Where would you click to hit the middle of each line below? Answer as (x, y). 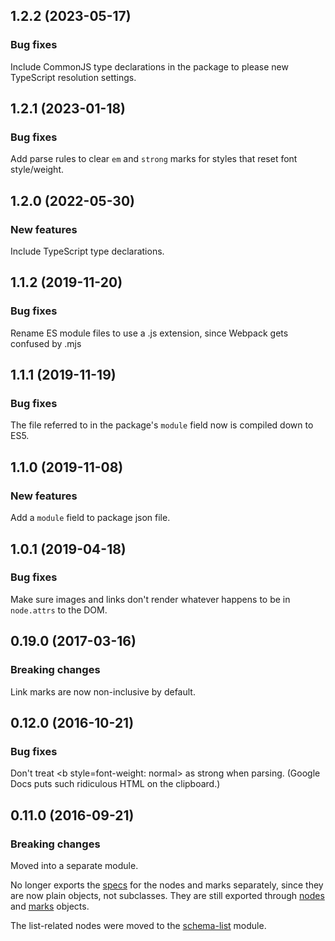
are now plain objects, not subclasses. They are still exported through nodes (167, 895)
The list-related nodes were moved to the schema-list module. (138, 925)
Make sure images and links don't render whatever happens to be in (150, 599)
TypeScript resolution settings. (73, 77)
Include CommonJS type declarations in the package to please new (149, 66)
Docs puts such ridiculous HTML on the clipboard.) (115, 784)
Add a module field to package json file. (90, 518)
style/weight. (37, 170)
